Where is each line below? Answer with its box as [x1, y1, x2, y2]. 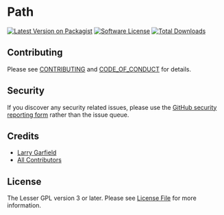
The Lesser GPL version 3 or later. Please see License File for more [7, 194, 197, 203]
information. [7, 201, 42, 210]
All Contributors [16, 156, 62, 164]
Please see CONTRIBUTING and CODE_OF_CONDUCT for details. [7, 65, 192, 73]
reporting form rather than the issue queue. [7, 111, 129, 119]
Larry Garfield [16, 148, 57, 157]
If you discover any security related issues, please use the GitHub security [7, 103, 217, 111]
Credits [7, 130, 40, 142]
